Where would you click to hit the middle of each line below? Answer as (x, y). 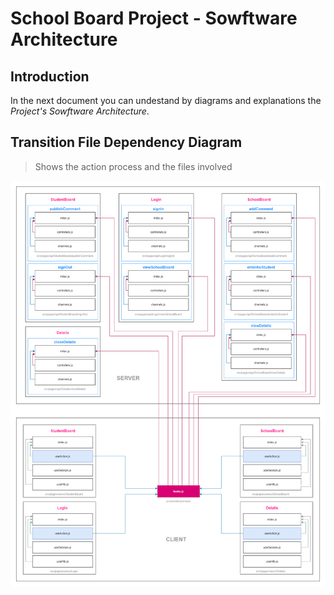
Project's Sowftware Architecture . (80, 111)
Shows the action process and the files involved (133, 166)
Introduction (50, 76)
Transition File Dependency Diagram (126, 142)
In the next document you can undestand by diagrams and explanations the (166, 100)
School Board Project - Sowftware (154, 18)
